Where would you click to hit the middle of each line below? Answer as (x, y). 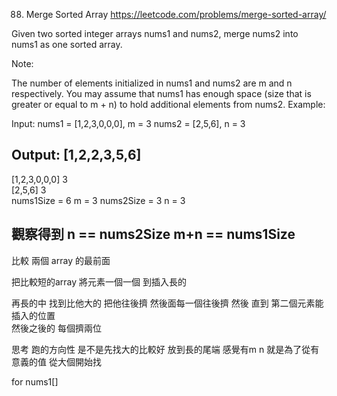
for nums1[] (35, 381)
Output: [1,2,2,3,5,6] (76, 155)
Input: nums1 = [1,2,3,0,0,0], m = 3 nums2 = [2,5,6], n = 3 (128, 123)
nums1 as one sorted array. (67, 44)
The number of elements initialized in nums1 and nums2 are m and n (152, 83)
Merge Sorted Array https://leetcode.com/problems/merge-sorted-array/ (176, 14)
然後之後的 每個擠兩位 (56, 328)
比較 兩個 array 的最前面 (61, 260)
